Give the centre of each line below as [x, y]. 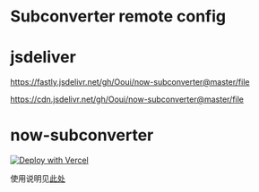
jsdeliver [43, 58]
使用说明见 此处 [38, 179]
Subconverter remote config [118, 17]
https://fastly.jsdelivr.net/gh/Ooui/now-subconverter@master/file [130, 82]
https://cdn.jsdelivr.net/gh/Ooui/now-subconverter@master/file [127, 99]
